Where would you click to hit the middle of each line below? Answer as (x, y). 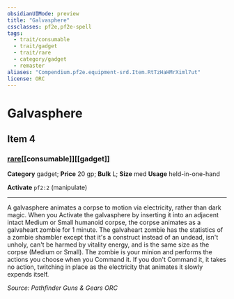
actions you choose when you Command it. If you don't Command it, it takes (117, 260)
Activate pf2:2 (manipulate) (47, 188)
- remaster (29, 66)
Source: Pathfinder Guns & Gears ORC (63, 288)
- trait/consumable (42, 40)
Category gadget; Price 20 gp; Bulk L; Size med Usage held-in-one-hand (114, 174)
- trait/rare (32, 53)
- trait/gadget (36, 46)
